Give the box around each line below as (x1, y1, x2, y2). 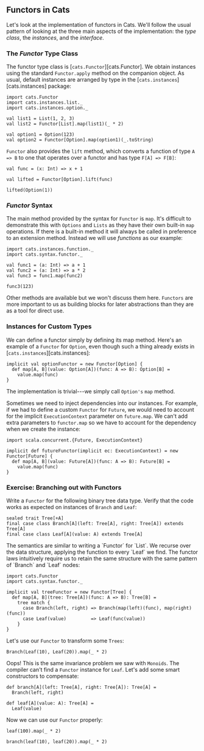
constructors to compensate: (6, 672, 79, 680)
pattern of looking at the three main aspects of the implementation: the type (6, 27, 197, 35)
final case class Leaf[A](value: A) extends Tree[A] (6, 531, 143, 537)
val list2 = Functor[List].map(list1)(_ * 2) (6, 121, 124, 127)
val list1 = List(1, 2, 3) (6, 116, 75, 122)
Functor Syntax (6, 201, 53, 210)
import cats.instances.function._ (6, 246, 94, 252)
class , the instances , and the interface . (6, 33, 105, 41)
